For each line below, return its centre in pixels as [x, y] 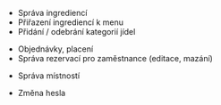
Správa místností [49, 76]
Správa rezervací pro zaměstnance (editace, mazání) [115, 58]
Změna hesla [42, 93]
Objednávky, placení [55, 49]
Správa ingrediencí [52, 13]
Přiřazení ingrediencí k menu [70, 22]
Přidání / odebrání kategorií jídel [76, 32]
